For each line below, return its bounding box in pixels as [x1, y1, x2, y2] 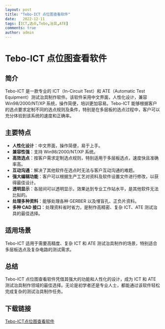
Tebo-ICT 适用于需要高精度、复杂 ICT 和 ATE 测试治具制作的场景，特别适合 [5, 240, 158, 246]
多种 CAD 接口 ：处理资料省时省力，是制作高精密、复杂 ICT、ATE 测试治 [12, 204, 158, 210]
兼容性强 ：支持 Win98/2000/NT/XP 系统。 [12, 148, 98, 154]
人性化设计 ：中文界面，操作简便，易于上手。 [12, 143, 103, 148]
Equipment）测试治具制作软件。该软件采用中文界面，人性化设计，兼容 [5, 94, 147, 100]
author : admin [5, 30, 34, 35]
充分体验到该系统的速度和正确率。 [5, 113, 74, 118]
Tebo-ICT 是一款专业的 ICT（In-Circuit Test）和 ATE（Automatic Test [5, 88, 145, 94]
